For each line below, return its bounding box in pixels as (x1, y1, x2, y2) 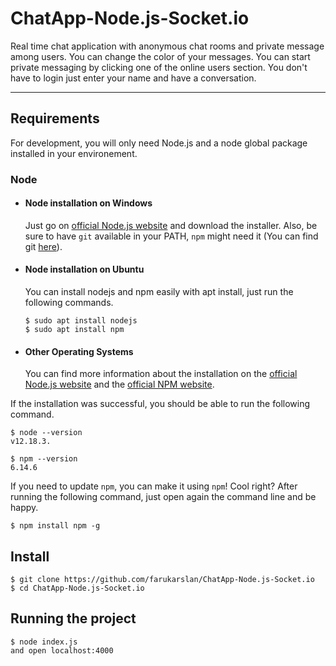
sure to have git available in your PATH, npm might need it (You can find (24, 230, 319, 242)
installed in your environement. (10, 147, 138, 159)
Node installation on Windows (24, 197, 153, 209)
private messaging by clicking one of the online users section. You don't (10, 61, 308, 73)
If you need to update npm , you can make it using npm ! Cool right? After (10, 480, 298, 492)
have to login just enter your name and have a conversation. (10, 72, 257, 84)
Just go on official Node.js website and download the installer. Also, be (24, 219, 318, 231)
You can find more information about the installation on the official (24, 368, 298, 380)
